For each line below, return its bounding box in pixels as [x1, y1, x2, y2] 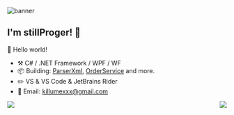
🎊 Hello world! [7, 45, 47, 54]
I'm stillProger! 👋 [7, 26, 81, 38]
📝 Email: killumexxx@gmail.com [17, 87, 109, 95]
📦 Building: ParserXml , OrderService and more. [17, 66, 155, 75]
